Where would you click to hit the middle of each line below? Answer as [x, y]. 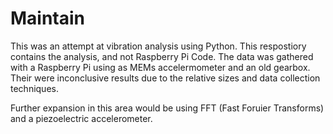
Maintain [48, 18]
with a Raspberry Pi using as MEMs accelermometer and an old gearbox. [160, 67]
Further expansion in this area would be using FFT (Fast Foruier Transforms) [167, 108]
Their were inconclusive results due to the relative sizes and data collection [165, 78]
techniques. [34, 88]
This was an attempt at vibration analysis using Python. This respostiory [158, 46]
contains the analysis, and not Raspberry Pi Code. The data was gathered [162, 56]
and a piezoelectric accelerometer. [81, 118]
